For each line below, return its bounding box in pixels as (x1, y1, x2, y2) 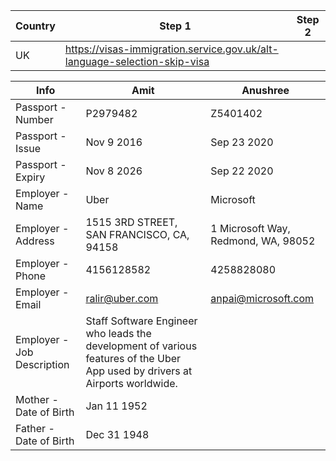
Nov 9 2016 (85, 135, 143, 149)
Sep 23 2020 (210, 135, 274, 149)
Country (15, 19, 56, 33)
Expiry (15, 170, 46, 184)
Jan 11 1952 (85, 399, 148, 413)
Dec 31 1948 (85, 428, 150, 441)
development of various (85, 339, 198, 353)
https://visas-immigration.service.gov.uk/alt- (64, 42, 279, 56)
